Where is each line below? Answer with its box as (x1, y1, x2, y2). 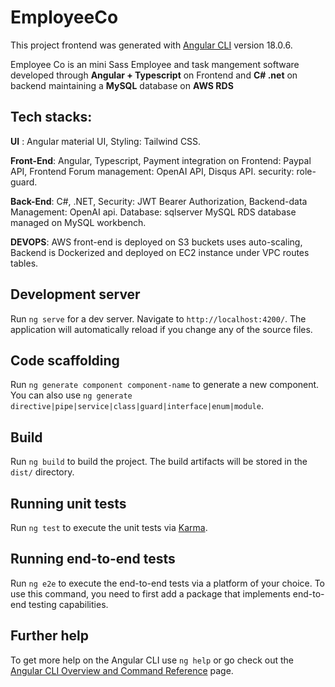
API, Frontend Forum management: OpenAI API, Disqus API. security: (10, 165, 295, 177)
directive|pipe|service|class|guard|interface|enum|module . (10, 400, 264, 412)
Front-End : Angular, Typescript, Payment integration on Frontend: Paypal (10, 154, 312, 166)
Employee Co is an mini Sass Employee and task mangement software (10, 58, 300, 70)
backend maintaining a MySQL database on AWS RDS (10, 79, 234, 91)
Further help (10, 627, 90, 645)
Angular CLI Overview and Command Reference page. (10, 664, 234, 676)
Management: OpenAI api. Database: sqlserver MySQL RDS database (10, 206, 297, 218)
